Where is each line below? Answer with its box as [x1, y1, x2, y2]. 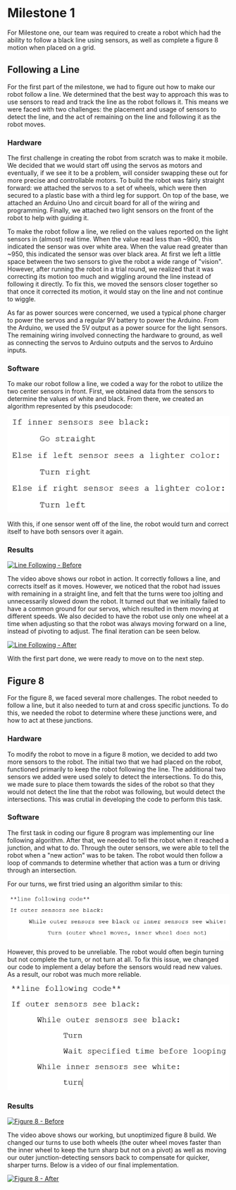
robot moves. [7, 120, 46, 128]
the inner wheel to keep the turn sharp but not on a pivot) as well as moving [7, 1146, 227, 1154]
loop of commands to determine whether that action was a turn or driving [7, 858, 221, 867]
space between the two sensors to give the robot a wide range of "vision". [7, 258, 223, 266]
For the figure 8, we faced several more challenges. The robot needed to [7, 694, 218, 702]
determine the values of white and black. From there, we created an [7, 395, 204, 403]
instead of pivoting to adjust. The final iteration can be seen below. [7, 627, 201, 636]
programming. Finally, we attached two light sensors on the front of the [7, 206, 213, 215]
